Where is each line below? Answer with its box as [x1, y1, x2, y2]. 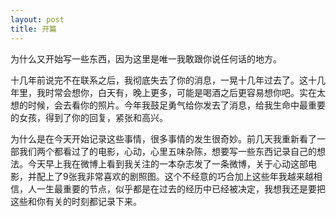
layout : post [10, 14, 65, 25]
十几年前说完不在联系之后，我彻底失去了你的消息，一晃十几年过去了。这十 [10, 74, 317, 86]
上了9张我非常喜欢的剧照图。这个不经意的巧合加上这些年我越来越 [44, 170, 314, 182]
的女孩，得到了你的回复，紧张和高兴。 [10, 111, 168, 123]
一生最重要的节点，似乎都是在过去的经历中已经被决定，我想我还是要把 [36, 182, 326, 195]
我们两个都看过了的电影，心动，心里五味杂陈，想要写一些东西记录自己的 [18, 145, 317, 157]
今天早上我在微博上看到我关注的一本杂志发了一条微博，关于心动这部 [27, 157, 308, 170]
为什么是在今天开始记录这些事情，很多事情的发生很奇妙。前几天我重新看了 [10, 132, 317, 145]
